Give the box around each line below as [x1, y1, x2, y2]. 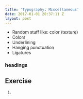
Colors [12, 34, 26, 40]
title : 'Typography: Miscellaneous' [5, 7, 79, 12]
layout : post [5, 16, 32, 21]
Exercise [5, 77, 32, 85]
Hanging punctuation [12, 44, 54, 51]
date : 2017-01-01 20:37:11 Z [5, 12, 64, 16]
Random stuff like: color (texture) [12, 29, 79, 35]
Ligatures [12, 50, 31, 56]
